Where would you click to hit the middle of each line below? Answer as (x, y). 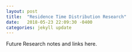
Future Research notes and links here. (52, 44)
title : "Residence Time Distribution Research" (66, 17)
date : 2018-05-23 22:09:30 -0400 (49, 22)
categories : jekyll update (39, 27)
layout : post (22, 11)
